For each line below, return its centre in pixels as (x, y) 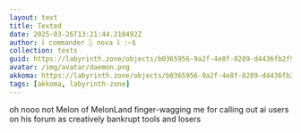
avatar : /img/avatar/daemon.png (69, 68)
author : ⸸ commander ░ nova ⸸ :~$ (73, 42)
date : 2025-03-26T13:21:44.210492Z (76, 34)
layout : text (34, 17)
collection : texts (43, 51)
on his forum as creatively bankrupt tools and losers (105, 119)
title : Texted (36, 26)
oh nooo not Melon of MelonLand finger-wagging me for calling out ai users (149, 109)
